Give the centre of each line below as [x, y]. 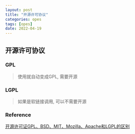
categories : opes [23, 19]
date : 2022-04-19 [23, 29]
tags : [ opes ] [19, 24]
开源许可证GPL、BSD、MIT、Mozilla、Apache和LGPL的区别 [67, 126]
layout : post [19, 10]
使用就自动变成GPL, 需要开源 [48, 77]
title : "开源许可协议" [27, 15]
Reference [18, 115]
